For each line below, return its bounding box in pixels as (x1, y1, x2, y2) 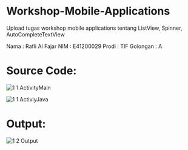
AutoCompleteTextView (6, 30, 65, 38)
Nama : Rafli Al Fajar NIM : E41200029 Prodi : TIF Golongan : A (6, 43, 163, 50)
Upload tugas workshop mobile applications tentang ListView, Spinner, (6, 24, 183, 32)
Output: (6, 117, 46, 131)
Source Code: (6, 64, 77, 78)
